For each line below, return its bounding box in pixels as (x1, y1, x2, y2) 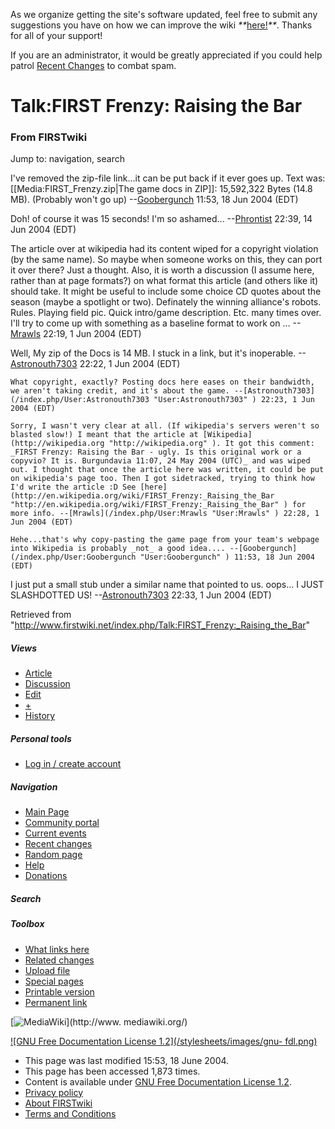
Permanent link (24, 996, 88, 1008)
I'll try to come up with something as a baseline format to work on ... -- (10, 317, 302, 329)
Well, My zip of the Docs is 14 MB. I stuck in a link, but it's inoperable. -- (10, 347, 307, 359)
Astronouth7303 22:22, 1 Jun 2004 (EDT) (10, 358, 181, 370)
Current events (24, 827, 87, 839)
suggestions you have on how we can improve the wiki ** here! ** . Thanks (10, 19, 313, 31)
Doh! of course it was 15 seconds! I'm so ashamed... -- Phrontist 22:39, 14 (10, 213, 313, 225)
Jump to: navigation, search (10, 153, 125, 165)
